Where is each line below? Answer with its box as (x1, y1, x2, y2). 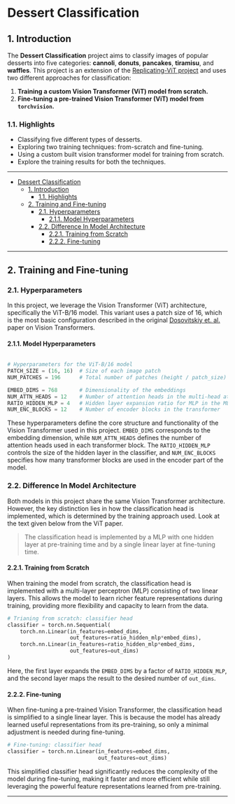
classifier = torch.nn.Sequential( (7, 621, 111, 628)
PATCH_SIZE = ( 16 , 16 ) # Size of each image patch (7, 367, 161, 375)
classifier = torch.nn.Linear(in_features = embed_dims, (7, 748, 171, 755)
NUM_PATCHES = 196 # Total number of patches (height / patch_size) (7, 374, 227, 381)
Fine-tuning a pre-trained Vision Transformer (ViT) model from (17, 94, 204, 103)
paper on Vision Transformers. (7, 323, 96, 332)
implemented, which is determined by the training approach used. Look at (7, 512, 220, 520)
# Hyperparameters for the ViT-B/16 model (7, 361, 133, 368)
